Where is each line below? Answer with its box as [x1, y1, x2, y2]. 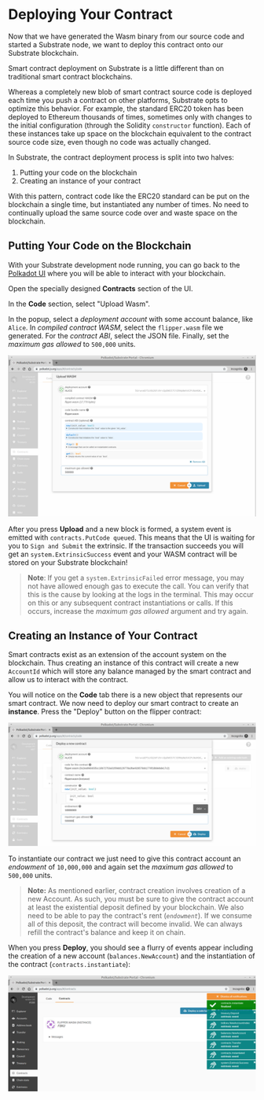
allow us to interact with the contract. [8, 675, 129, 685]
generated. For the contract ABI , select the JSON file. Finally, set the [8, 330, 229, 340]
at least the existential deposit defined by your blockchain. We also [27, 903, 244, 912]
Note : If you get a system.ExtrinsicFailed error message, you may [27, 573, 245, 582]
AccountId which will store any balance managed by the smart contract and [8, 666, 251, 676]
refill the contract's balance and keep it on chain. [27, 928, 186, 937]
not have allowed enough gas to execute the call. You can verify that [27, 581, 249, 591]
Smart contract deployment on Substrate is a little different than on [8, 63, 225, 72]
